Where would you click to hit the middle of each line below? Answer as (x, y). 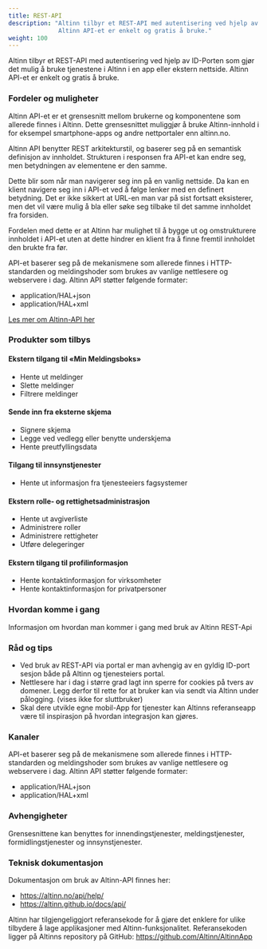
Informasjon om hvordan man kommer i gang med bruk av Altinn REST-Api (130, 627)
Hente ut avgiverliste (54, 519)
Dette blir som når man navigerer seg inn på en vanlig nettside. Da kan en (129, 181)
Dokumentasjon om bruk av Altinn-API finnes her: (90, 879)
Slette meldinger (47, 385)
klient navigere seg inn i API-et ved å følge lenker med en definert (116, 189)
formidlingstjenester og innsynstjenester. (75, 842)
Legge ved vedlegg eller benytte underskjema (95, 438)
